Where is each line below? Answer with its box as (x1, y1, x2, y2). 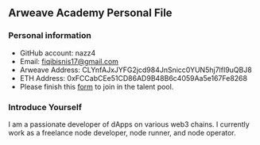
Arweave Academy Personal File (8, 6, 173, 20)
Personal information (8, 30, 91, 41)
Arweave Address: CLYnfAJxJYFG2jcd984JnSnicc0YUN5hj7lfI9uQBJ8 (19, 65, 252, 74)
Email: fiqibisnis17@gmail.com (19, 56, 119, 66)
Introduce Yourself (8, 101, 82, 113)
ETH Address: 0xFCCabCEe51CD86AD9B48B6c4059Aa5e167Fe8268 (19, 73, 248, 82)
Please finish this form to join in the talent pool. (19, 82, 174, 91)
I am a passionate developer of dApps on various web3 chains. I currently (8, 119, 250, 129)
